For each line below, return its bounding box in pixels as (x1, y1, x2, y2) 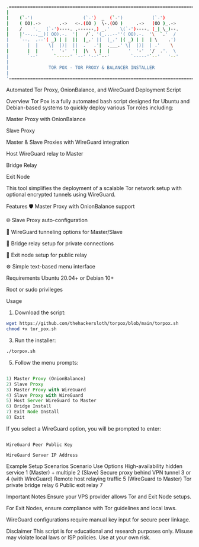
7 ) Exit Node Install (6, 409, 60, 415)
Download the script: (14, 309, 66, 316)
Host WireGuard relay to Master (6, 150, 84, 157)
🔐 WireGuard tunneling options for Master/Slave (6, 229, 123, 236)
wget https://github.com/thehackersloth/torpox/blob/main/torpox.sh (6, 321, 179, 327)
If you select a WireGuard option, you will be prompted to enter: (6, 425, 162, 432)
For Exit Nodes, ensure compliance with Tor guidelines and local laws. (6, 504, 177, 511)
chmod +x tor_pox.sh (6, 326, 57, 332)
